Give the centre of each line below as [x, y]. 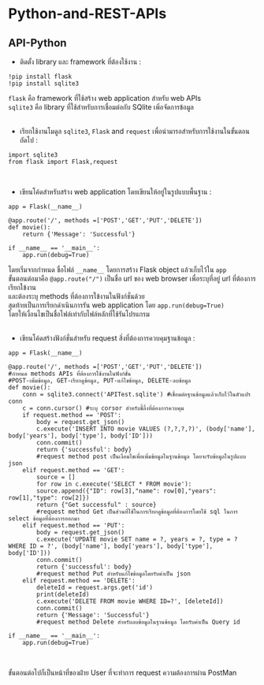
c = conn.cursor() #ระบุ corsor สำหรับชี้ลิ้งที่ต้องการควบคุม [103, 408]
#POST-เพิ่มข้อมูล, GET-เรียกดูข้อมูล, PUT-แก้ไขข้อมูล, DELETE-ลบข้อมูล [100, 381]
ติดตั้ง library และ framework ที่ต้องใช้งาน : [80, 61]
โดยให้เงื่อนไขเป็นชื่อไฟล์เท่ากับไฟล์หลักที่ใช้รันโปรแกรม [79, 314]
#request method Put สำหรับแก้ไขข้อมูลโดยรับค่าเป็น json [114, 574]
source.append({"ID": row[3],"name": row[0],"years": [126, 491]
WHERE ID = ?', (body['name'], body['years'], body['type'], [111, 546]
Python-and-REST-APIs [87, 14]
